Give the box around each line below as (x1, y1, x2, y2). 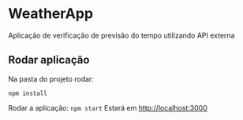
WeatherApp (8, 5, 93, 23)
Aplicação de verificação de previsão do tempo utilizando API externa (8, 31, 235, 40)
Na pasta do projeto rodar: (8, 74, 95, 83)
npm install (8, 89, 47, 97)
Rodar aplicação (8, 53, 90, 67)
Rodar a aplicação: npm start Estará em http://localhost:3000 (8, 103, 207, 112)
